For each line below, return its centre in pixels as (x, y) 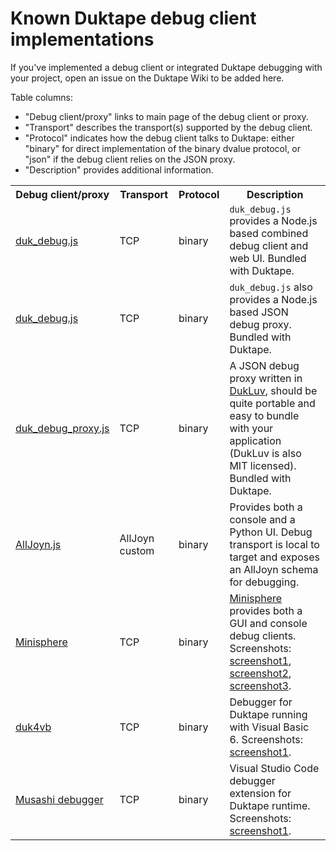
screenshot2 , (260, 673)
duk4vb (33, 727)
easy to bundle (264, 415)
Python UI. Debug (271, 532)
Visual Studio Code (274, 768)
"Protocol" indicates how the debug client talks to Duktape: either (159, 138)
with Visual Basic (269, 727)
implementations (82, 39)
